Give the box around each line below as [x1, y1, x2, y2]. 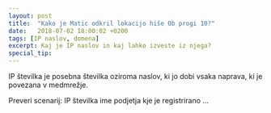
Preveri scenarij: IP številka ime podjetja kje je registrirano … [8, 96, 209, 105]
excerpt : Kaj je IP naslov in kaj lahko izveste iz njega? [8, 42, 212, 50]
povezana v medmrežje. [8, 80, 89, 90]
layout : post [8, 11, 53, 20]
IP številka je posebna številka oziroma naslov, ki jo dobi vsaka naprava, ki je [8, 72, 263, 81]
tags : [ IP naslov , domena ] [8, 34, 100, 43]
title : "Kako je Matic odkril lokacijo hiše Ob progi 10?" [8, 19, 216, 27]
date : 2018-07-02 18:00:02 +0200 [8, 27, 129, 35]
